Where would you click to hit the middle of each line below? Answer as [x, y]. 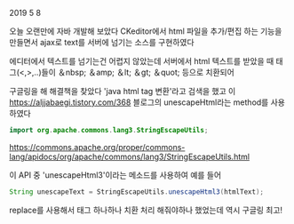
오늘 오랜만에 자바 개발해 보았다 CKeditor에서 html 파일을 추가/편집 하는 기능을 [146, 31]
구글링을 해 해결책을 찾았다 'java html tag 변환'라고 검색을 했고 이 [123, 91]
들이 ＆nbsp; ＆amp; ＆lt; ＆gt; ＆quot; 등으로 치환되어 [138, 72]
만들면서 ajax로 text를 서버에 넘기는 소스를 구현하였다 [102, 42]
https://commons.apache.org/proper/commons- [97, 147]
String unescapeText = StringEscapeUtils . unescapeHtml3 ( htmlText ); [137, 192]
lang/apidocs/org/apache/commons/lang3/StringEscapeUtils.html [130, 156]
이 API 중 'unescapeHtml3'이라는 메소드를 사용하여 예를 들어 [115, 175]
